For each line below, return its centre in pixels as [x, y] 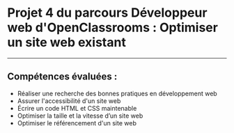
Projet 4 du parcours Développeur [107, 13]
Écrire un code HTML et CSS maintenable [77, 108]
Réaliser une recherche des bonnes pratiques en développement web [117, 93]
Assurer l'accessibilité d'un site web [69, 101]
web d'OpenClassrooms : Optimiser [112, 28]
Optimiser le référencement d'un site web [77, 123]
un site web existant [67, 42]
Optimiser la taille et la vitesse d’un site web [80, 116]
